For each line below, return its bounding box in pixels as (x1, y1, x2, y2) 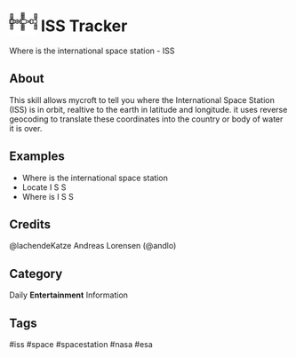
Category (9, 266, 63, 282)
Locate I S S (21, 181, 67, 193)
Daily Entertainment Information (9, 290, 129, 300)
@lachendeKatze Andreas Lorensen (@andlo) (9, 241, 177, 251)
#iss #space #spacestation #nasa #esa (9, 339, 153, 349)
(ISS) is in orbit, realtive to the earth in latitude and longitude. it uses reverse (9, 104, 288, 115)
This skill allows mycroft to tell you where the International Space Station (9, 94, 276, 105)
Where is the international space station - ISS (9, 45, 175, 56)
